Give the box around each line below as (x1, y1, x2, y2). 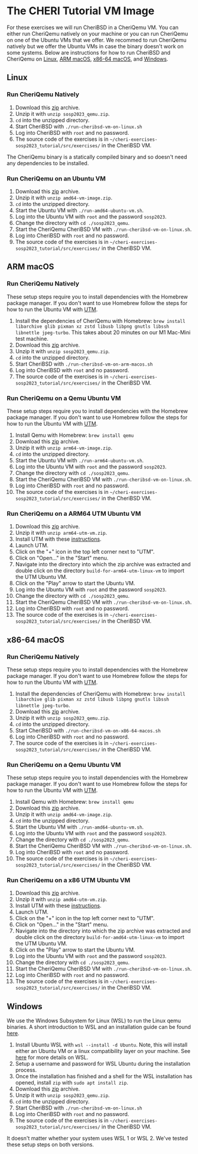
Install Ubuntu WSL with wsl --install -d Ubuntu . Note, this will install (15, 1041, 188, 1048)
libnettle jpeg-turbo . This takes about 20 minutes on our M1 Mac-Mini (15, 328, 191, 336)
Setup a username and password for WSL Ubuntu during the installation (15, 1060, 191, 1067)
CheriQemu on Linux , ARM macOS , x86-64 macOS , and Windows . (7, 55, 168, 62)
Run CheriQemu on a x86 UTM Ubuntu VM (7, 876, 131, 884)
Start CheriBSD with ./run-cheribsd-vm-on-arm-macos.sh (15, 360, 153, 367)
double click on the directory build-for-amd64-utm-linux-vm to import (15, 934, 185, 941)
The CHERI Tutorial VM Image (7, 4, 155, 18)
